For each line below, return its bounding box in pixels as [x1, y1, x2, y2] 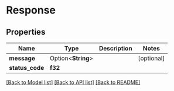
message [9, 54, 35, 62]
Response [6, 4, 56, 17]
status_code [9, 64, 45, 72]
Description [98, 45, 133, 52]
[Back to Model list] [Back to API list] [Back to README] [6, 79, 141, 86]
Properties [6, 27, 46, 37]
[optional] [138, 54, 165, 62]
